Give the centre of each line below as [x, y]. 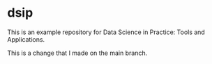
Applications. [26, 39]
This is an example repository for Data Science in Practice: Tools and [106, 32]
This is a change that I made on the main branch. [77, 53]
